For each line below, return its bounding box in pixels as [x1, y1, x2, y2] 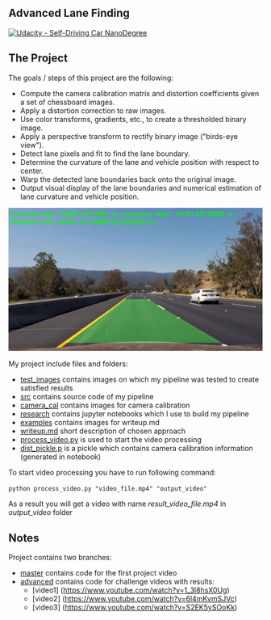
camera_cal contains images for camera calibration [19, 400, 190, 411]
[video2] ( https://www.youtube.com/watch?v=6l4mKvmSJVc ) [31, 593, 238, 603]
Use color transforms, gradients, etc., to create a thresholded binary [19, 114, 247, 124]
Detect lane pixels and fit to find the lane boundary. [19, 149, 191, 158]
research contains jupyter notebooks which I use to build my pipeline [19, 409, 249, 419]
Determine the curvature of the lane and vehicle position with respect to [19, 157, 260, 167]
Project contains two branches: [8, 552, 112, 562]
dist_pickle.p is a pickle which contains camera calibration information [19, 444, 254, 453]
